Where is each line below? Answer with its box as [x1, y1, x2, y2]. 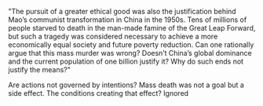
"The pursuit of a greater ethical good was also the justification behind [8, 7, 237, 16]
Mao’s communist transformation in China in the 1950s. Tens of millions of [8, 15, 247, 24]
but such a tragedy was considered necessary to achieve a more [8, 31, 218, 41]
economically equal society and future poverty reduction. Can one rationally [8, 40, 254, 49]
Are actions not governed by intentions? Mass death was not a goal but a [8, 80, 245, 90]
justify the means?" [8, 65, 71, 74]
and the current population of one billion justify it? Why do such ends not [8, 57, 244, 66]
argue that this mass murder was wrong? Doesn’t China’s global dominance [8, 49, 253, 57]
